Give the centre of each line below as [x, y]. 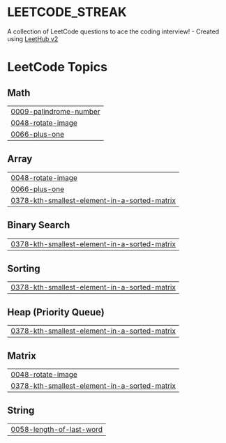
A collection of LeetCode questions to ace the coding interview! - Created [113, 31]
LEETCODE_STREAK [67, 12]
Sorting [24, 268]
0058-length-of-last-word [57, 429]
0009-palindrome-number [55, 111]
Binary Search [39, 225]
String [21, 411]
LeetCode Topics [58, 67]
